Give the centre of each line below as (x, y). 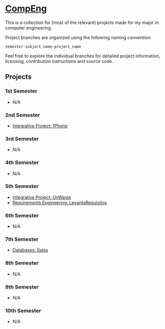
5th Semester (22, 186)
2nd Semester (23, 115)
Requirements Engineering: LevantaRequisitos (60, 202)
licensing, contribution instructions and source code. (59, 61)
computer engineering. (29, 27)
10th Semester (23, 311)
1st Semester (21, 91)
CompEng (26, 9)
